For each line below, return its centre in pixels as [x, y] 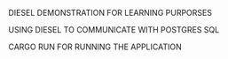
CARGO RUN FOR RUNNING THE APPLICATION [95, 47]
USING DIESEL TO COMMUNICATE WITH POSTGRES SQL [114, 29]
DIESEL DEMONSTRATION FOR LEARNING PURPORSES [110, 13]
